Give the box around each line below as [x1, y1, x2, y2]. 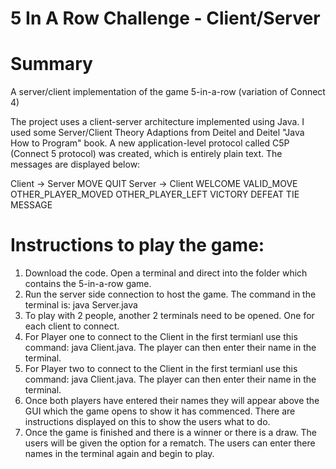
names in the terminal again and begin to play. [24, 448, 215, 460]
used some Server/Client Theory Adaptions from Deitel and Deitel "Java [10, 127, 305, 139]
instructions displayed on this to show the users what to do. [24, 416, 271, 428]
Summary [10, 53, 93, 76]
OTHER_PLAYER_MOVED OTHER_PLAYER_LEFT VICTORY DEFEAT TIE [10, 188, 300, 201]
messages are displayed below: [10, 158, 141, 171]
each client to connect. [24, 320, 120, 332]
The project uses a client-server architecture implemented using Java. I [10, 116, 305, 128]
